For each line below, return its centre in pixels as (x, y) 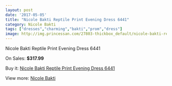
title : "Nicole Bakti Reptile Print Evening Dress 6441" (67, 19)
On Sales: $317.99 (25, 58)
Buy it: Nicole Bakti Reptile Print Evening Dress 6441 (60, 68)
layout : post (19, 10)
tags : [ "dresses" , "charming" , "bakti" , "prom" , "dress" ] (64, 29)
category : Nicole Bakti (31, 24)
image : (12, 34)
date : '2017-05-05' (26, 15)
